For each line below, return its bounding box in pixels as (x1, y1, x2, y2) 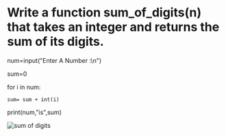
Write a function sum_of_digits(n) (7, 5, 202, 21)
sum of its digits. (7, 34, 104, 49)
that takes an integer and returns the (7, 19, 220, 35)
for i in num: (7, 83, 41, 91)
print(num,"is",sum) (7, 108, 62, 116)
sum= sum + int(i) (7, 96, 60, 103)
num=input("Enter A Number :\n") (7, 56, 102, 64)
